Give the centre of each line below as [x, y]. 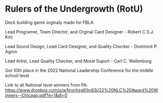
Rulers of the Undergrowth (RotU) [74, 9]
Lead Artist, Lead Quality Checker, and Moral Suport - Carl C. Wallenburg [78, 61]
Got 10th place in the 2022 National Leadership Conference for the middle [79, 70]
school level [17, 75]
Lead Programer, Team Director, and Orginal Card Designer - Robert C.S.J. [80, 32]
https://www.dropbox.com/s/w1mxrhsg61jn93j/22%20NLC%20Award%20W [81, 90]
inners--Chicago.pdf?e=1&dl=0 [36, 95]
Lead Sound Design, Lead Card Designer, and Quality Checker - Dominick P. [81, 46]
